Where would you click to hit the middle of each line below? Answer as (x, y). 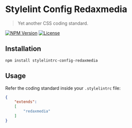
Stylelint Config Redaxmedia (66, 9)
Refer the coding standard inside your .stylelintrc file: (63, 88)
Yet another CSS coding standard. (53, 23)
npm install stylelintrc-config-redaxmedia (52, 60)
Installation (23, 49)
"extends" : (26, 102)
